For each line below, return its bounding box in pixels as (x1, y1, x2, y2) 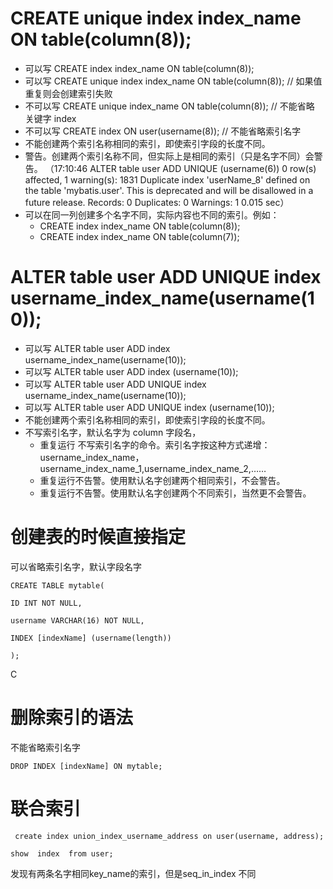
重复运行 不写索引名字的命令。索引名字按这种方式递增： (39, 438, 271, 451)
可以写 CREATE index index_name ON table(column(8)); (24, 62, 255, 74)
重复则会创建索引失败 (24, 87, 113, 99)
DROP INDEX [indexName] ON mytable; (10, 761, 163, 771)
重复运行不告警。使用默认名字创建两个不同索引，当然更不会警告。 (39, 487, 312, 499)
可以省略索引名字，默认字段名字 (10, 560, 142, 572)
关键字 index (24, 112, 77, 124)
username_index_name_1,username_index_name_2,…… (39, 462, 267, 474)
